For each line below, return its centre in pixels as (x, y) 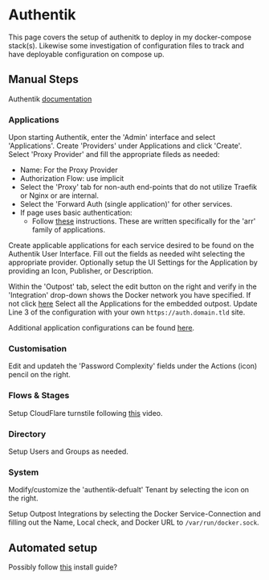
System (24, 472)
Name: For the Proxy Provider (69, 170)
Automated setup (53, 547)
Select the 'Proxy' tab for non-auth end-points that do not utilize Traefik (139, 187)
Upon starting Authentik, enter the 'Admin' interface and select (112, 138)
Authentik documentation (50, 99)
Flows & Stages (39, 396)
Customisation (37, 348)
